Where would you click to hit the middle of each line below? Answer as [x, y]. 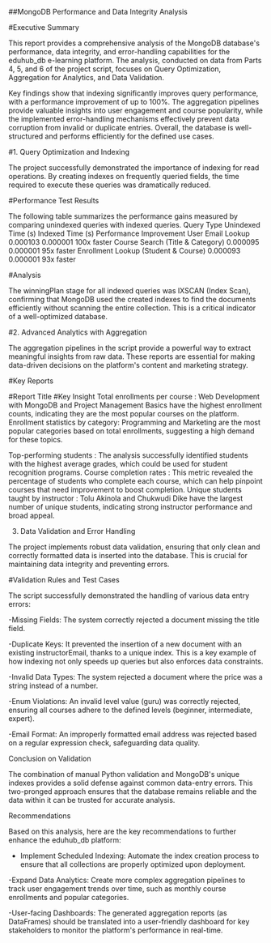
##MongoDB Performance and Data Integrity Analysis [98, 12]
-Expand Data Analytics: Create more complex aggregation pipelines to [127, 880]
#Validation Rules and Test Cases [64, 580]
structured [26, 136]
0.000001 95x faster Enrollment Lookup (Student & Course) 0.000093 [125, 251]
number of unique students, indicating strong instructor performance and [131, 507]
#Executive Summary [44, 27]
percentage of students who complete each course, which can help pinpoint [135, 481]
